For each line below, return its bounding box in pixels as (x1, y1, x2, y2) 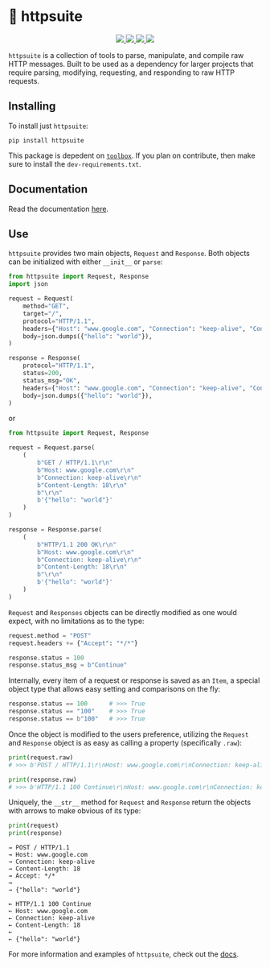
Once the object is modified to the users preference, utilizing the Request (8, 729, 249, 739)
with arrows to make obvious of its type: (8, 806, 141, 816)
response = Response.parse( (8, 526, 103, 534)
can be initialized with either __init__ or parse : (8, 257, 163, 267)
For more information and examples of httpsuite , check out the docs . (8, 949, 239, 959)
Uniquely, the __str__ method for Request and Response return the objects (8, 797, 252, 808)
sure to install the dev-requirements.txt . (8, 159, 142, 168)
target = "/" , (22, 309, 63, 317)
